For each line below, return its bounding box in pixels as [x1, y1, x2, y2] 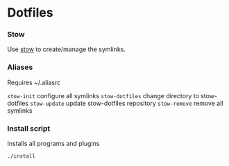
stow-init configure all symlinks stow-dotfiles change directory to [7, 91, 200, 100]
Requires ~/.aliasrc [7, 78, 61, 86]
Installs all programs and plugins [7, 140, 100, 148]
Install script [7, 123, 51, 133]
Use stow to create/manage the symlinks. [7, 45, 126, 53]
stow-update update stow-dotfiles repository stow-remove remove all [30, 99, 223, 107]
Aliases [7, 62, 33, 72]
